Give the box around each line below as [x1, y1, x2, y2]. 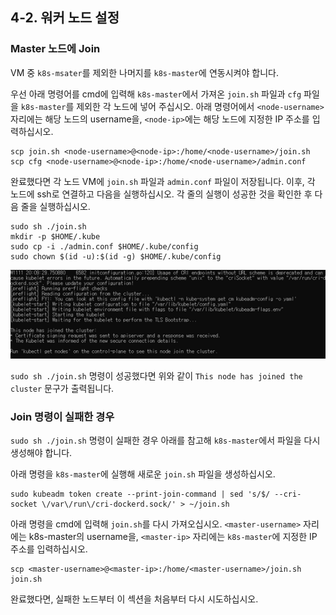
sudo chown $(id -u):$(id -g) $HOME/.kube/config [10, 251, 222, 262]
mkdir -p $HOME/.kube [10, 231, 101, 242]
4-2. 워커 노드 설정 [10, 9, 120, 27]
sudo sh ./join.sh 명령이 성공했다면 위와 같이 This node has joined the [10, 369, 303, 382]
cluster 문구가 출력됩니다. [10, 382, 115, 394]
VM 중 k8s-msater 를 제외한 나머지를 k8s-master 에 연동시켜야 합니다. [10, 66, 279, 78]
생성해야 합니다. [10, 446, 73, 458]
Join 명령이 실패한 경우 [10, 409, 115, 423]
